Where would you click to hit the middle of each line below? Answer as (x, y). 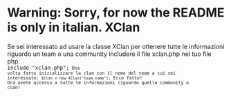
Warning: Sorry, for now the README (116, 13)
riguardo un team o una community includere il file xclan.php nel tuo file (110, 54)
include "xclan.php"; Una (44, 68)
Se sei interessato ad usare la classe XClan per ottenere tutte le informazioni (116, 46)
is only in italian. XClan (74, 27)
